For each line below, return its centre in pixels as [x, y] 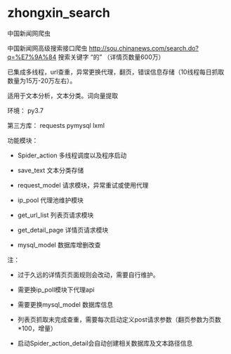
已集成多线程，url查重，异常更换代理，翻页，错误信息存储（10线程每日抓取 [116, 72]
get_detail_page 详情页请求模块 [63, 230]
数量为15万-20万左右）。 [42, 80]
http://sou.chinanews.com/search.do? [144, 48]
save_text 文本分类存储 [51, 170]
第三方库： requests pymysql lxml [56, 125]
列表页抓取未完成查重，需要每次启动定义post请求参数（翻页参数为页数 [119, 319]
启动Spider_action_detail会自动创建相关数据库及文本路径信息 [105, 343]
